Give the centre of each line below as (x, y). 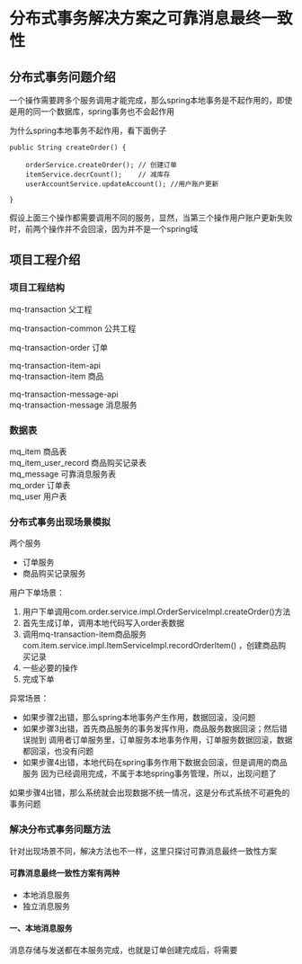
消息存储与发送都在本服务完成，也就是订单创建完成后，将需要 (124, 950)
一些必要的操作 (50, 668)
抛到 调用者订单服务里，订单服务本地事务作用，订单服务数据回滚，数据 (161, 740)
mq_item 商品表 (38, 451)
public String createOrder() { (68, 147)
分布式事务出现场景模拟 (60, 522)
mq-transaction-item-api (55, 365)
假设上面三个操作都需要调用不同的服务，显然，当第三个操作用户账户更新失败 (151, 218)
